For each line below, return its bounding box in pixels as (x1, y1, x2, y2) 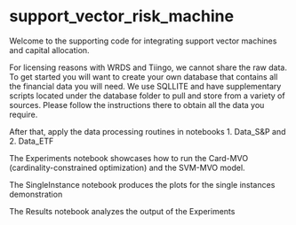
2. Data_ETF (9, 136, 54, 146)
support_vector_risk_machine (9, 6, 234, 27)
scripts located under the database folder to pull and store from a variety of (9, 90, 286, 101)
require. (9, 109, 38, 120)
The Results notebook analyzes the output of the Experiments (9, 206, 236, 216)
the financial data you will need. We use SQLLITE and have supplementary (9, 81, 282, 91)
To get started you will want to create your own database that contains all (9, 71, 278, 81)
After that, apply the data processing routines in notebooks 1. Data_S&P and (9, 126, 286, 136)
